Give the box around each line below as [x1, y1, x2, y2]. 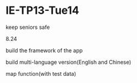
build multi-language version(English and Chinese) [5, 58, 132, 66]
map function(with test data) [5, 70, 77, 77]
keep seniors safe [5, 23, 50, 31]
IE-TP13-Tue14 [5, 4, 80, 17]
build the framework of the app [5, 46, 83, 54]
